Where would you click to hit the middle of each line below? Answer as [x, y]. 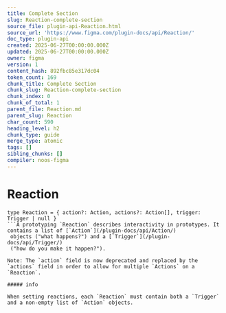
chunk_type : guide [33, 135]
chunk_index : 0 [29, 97]
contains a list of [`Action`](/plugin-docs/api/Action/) [92, 231]
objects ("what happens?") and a [58, 236]
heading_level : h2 [33, 128]
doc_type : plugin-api [38, 39]
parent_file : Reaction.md [44, 109]
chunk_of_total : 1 [33, 103]
